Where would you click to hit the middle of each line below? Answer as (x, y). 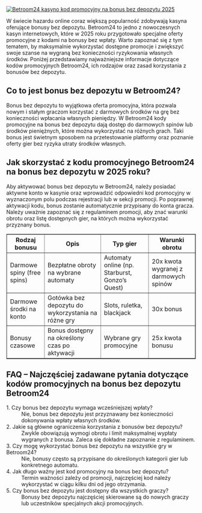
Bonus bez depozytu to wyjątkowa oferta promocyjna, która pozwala (91, 105)
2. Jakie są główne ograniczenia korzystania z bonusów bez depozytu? (95, 427)
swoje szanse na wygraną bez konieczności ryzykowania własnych (90, 53)
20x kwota (167, 261)
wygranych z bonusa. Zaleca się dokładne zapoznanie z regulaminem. (108, 440)
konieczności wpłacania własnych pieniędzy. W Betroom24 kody (86, 118)
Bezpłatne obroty (72, 265)
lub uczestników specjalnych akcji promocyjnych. (82, 503)
